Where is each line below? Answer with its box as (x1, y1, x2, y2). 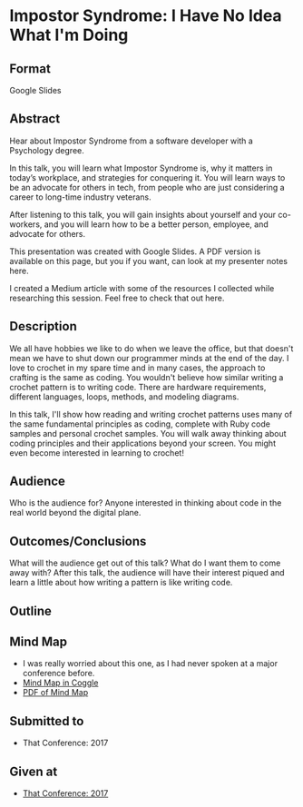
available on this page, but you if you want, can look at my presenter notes (9, 255, 288, 266)
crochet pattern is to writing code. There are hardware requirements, (9, 381, 267, 392)
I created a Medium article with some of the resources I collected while (9, 282, 275, 293)
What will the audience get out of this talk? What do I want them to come (9, 557, 281, 568)
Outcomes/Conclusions (9, 533, 147, 549)
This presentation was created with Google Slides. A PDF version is (9, 246, 261, 257)
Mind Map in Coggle (22, 677, 99, 688)
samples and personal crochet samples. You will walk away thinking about (9, 428, 288, 438)
